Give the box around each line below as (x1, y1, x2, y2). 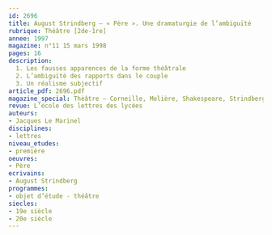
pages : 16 (8, 49, 42, 57)
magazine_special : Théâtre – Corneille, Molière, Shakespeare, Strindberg (8, 94, 266, 103)
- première (8, 147, 45, 155)
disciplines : (8, 124, 53, 132)
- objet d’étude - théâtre (8, 191, 100, 200)
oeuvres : (8, 154, 38, 162)
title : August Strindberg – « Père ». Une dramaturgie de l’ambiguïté (8, 19, 252, 27)
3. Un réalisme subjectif (15, 79, 104, 87)
